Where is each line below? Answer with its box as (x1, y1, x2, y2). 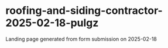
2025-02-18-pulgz (5, 16, 99, 29)
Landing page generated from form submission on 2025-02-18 (5, 35, 157, 42)
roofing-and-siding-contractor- (5, 4, 163, 17)
